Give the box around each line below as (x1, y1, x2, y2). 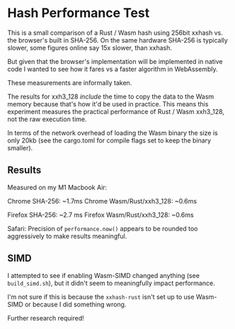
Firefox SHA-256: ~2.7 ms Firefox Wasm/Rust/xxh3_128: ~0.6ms (7, 211, 194, 219)
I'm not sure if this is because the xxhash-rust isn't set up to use (7, 292, 195, 301)
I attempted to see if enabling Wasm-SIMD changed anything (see (7, 271, 200, 279)
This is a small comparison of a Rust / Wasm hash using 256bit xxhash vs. (7, 28, 223, 37)
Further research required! (7, 313, 85, 322)
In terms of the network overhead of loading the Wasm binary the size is (7, 128, 218, 137)
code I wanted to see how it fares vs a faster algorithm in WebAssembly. (7, 65, 218, 73)
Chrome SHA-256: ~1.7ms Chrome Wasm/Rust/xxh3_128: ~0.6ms (7, 196, 197, 205)
